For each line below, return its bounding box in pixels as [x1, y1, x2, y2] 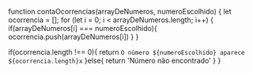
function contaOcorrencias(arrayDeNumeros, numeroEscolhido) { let [8, 7, 232, 16]
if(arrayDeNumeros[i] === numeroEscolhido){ [8, 24, 158, 33]
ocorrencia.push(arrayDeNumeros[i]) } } [8, 32, 139, 41]
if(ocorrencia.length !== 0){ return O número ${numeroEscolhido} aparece [8, 48, 245, 56]
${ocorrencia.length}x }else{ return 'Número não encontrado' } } [8, 56, 221, 65]
